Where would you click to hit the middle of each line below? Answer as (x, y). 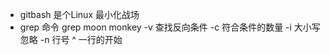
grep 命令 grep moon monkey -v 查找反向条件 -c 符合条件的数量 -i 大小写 (170, 27)
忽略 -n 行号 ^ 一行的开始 (71, 39)
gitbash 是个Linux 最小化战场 (79, 14)
